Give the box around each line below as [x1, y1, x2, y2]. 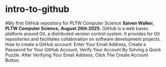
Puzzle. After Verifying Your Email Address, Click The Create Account [5, 51, 148, 58]
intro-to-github [5, 3, 69, 15]
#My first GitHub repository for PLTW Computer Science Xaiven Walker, [5, 20, 154, 26]
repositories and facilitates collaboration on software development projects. [5, 36, 161, 42]
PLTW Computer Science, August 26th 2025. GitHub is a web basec [5, 25, 149, 31]
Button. [5, 57, 20, 63]
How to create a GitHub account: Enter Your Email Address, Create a [5, 41, 146, 47]
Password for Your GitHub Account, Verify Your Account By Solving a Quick [5, 46, 161, 52]
